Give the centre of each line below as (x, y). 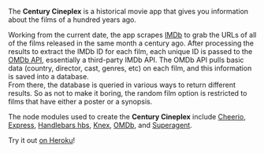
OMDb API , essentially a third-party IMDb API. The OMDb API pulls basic (126, 60)
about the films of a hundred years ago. (72, 20)
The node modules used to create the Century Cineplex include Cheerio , (127, 117)
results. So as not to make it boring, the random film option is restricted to (128, 93)
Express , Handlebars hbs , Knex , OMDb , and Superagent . (100, 125)
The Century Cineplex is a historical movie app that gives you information (128, 11)
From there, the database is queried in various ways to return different (122, 85)
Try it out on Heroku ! (42, 140)
